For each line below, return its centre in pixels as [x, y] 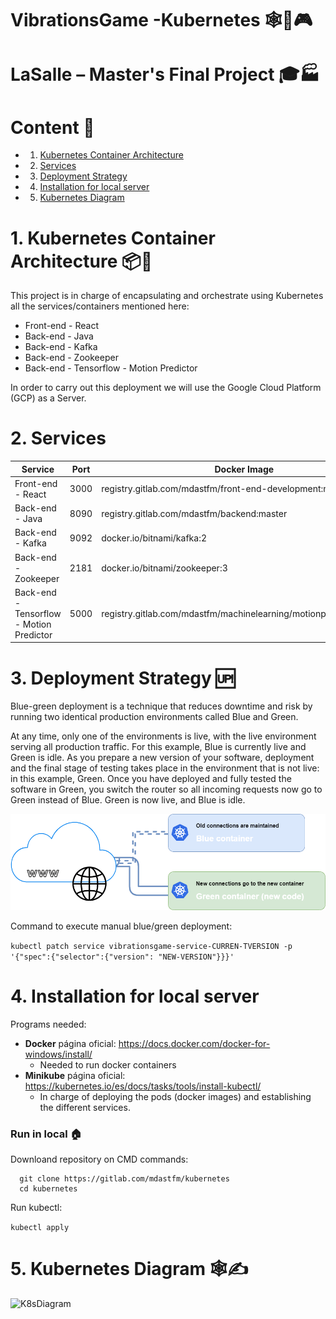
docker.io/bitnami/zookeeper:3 [164, 568]
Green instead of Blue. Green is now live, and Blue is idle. [128, 800]
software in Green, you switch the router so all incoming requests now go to [166, 789]
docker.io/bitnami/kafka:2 [154, 538]
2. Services [58, 438]
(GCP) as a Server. [48, 398]
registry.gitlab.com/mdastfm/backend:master [194, 513]
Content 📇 [52, 127]
